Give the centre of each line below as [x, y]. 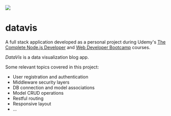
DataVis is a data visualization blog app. [47, 57]
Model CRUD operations [38, 93]
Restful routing [28, 98]
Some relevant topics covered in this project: [52, 67]
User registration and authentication [50, 76]
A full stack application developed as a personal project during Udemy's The [85, 42]
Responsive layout [32, 103]
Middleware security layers [41, 82]
